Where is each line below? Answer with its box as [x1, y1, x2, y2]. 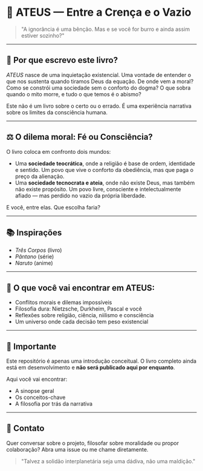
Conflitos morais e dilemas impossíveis [14, 299, 112, 306]
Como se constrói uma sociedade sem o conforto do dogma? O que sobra [6, 84, 191, 91]
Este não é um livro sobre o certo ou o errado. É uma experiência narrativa [6, 102, 192, 110]
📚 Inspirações [6, 227, 62, 238]
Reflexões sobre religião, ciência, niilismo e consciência [14, 312, 154, 319]
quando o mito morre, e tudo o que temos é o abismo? [6, 90, 142, 97]
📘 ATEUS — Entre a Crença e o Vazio [6, 5, 192, 19]
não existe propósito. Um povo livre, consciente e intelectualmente [14, 185, 181, 193]
